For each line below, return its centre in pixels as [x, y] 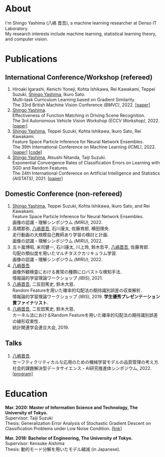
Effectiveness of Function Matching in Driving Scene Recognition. [79, 115]
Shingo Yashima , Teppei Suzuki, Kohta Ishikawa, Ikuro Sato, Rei [77, 131]
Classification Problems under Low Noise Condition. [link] [64, 428]
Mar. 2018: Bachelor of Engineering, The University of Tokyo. [69, 438]
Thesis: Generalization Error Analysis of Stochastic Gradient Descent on [78, 423]
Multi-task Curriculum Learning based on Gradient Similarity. [74, 99]
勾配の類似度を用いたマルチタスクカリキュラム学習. [65, 253]
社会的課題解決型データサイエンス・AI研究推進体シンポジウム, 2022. [82, 368]
